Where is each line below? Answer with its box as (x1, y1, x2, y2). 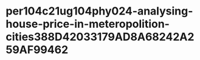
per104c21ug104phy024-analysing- (5, 4, 193, 18)
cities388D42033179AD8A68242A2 (5, 30, 195, 44)
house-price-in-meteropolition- (5, 17, 170, 31)
